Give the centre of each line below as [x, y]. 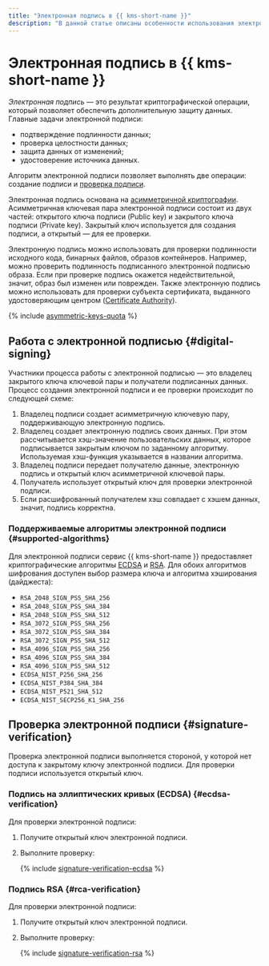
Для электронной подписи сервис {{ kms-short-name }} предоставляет [130, 556]
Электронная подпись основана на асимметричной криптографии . [123, 200]
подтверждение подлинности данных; [85, 135]
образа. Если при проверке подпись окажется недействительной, [122, 275]
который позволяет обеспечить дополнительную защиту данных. [120, 111]
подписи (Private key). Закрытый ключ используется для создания [122, 225]
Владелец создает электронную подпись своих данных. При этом [133, 431]
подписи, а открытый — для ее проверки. [80, 234]
